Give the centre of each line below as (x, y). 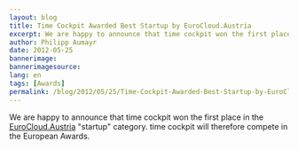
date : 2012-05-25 (41, 51)
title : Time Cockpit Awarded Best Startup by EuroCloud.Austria (130, 26)
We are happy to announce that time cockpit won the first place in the (137, 117)
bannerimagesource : (45, 67)
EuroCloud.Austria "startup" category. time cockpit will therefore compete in (149, 126)
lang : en (25, 75)
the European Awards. (50, 136)
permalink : (29, 91)
